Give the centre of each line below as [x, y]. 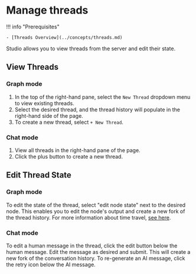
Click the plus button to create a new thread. [68, 156]
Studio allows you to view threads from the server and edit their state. [91, 49]
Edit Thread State [39, 175]
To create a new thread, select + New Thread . [69, 122]
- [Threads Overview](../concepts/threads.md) [64, 37]
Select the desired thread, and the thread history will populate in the [97, 109]
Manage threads [47, 10]
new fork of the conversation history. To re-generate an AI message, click [96, 258]
